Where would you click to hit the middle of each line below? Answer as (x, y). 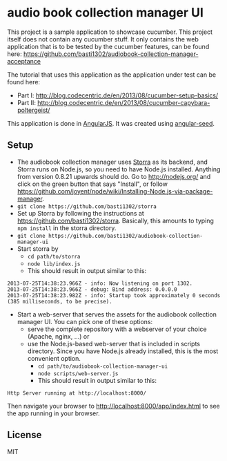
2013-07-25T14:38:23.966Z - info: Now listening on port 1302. (100, 283)
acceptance (24, 61)
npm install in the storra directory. (67, 228)
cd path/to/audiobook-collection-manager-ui (103, 366)
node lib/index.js (54, 264)
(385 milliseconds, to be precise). (60, 301)
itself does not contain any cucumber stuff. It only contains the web (103, 39)
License (24, 435)
